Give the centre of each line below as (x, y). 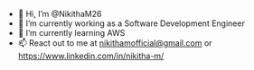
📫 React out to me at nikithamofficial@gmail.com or (115, 43)
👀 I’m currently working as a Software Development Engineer (132, 23)
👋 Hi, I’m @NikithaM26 (60, 14)
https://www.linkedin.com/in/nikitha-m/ (91, 56)
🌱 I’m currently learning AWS (71, 33)
